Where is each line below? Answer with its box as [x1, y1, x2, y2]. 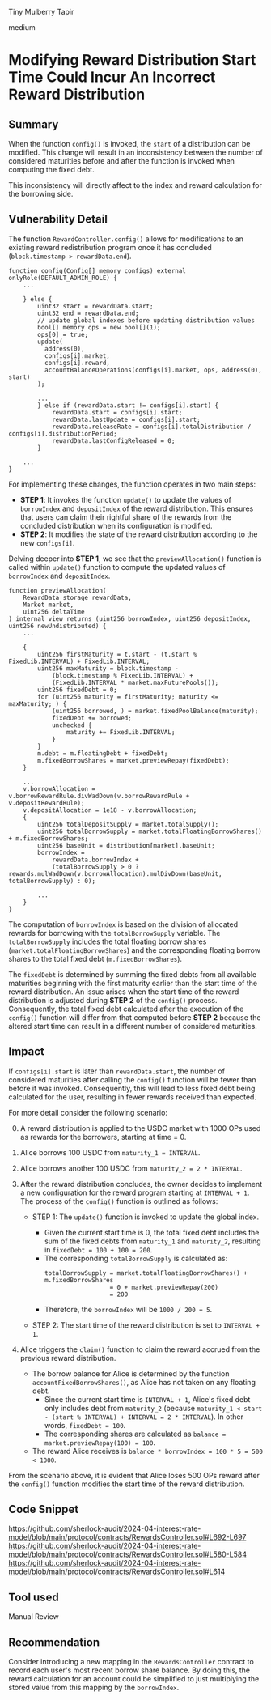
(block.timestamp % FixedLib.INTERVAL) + [51, 671, 194, 679]
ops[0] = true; [37, 330, 89, 338]
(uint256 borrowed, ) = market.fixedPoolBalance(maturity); [51, 707, 259, 715]
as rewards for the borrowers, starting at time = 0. [19, 1132, 187, 1141]
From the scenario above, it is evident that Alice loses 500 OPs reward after [8, 1470, 260, 1480]
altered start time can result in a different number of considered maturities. [8, 1021, 257, 1031]
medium [8, 23, 36, 32]
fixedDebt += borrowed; [51, 714, 132, 722]
